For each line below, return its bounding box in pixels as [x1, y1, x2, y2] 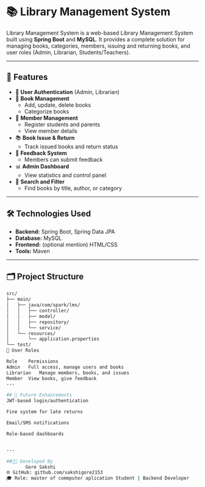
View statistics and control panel [24, 171, 107, 179]
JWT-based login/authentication [6, 398, 88, 404]
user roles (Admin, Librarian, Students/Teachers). [6, 48, 131, 56]
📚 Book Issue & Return [15, 134, 75, 141]
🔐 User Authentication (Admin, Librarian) [15, 88, 120, 95]
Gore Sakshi [25, 464, 56, 470]
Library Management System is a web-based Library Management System [6, 29, 193, 37]
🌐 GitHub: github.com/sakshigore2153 [6, 469, 103, 476]
